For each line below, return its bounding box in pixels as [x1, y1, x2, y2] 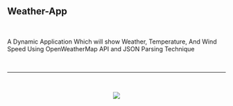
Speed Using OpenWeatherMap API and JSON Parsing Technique [7, 44, 195, 53]
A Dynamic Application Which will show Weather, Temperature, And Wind [7, 37, 217, 46]
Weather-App [7, 6, 68, 17]
